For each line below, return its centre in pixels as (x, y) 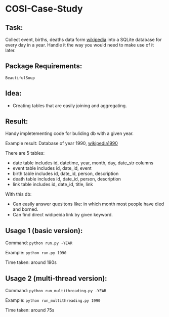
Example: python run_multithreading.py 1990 (53, 300)
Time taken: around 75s (30, 310)
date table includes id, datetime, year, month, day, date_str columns (83, 163)
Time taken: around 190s (31, 262)
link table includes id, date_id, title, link (53, 185)
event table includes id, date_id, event (52, 168)
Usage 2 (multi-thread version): (56, 278)
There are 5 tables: (25, 153)
